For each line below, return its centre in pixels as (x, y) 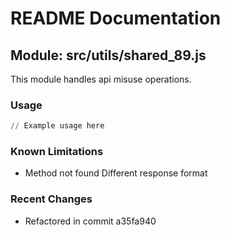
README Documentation (116, 18)
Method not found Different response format (116, 173)
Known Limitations (57, 152)
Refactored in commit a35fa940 (90, 221)
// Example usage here (57, 126)
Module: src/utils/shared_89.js (108, 55)
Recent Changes (51, 199)
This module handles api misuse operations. (101, 79)
